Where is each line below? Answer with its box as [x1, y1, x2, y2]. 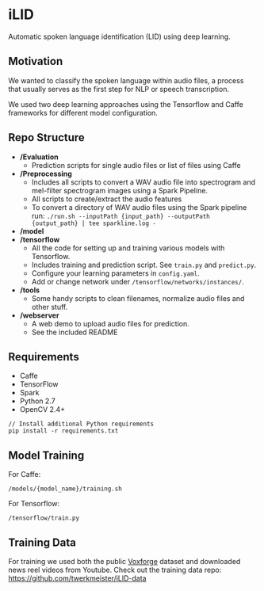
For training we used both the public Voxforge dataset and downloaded [8, 557, 241, 566]
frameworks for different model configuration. [8, 108, 159, 117]
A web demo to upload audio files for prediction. [31, 318, 189, 328]
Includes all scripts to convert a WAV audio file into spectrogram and [31, 177, 256, 187]
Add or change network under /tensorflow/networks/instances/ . [31, 276, 244, 286]
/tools [19, 285, 40, 295]
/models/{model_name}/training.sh [8, 485, 123, 493]
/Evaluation [19, 152, 59, 162]
